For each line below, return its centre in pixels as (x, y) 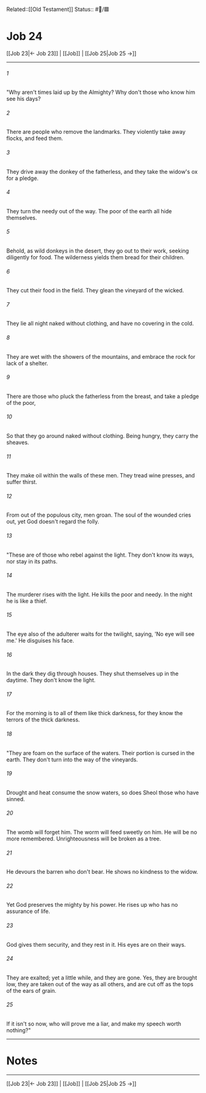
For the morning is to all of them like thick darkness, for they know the (95, 713)
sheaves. (18, 442)
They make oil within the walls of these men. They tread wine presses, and (101, 476)
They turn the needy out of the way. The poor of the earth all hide (89, 211)
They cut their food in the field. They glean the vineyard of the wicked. (95, 291)
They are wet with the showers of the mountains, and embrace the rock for (101, 356)
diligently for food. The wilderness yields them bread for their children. (96, 257)
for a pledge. (22, 178)
